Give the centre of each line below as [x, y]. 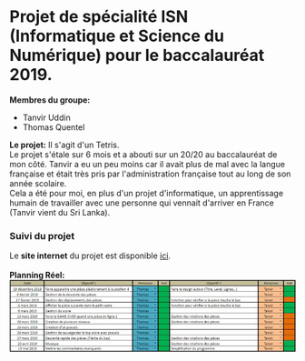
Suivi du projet [42, 236]
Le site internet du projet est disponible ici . [90, 256]
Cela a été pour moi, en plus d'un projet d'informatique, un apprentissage [147, 193]
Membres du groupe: [50, 100]
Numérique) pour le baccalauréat [137, 55]
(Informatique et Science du [117, 36]
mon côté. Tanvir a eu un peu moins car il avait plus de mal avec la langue [148, 164]
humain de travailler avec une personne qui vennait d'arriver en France [142, 203]
